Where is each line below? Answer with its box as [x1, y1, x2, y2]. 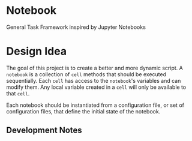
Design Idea [6, 44, 67, 58]
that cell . [6, 89, 30, 97]
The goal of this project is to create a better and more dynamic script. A [6, 64, 183, 71]
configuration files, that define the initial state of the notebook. [6, 107, 161, 115]
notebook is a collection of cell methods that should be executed [6, 70, 167, 78]
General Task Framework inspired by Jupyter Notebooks [6, 23, 146, 31]
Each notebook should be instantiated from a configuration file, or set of [6, 101, 185, 109]
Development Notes [6, 125, 82, 136]
